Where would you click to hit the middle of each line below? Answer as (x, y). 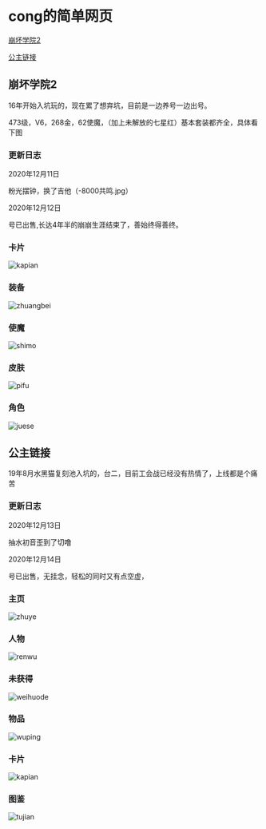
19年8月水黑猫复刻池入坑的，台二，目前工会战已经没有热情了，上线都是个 (130, 474)
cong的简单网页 (61, 16)
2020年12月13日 (35, 525)
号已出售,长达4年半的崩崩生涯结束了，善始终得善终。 (96, 225)
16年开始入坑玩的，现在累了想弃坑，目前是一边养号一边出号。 (110, 105)
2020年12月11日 (34, 174)
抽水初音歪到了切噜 (40, 542)
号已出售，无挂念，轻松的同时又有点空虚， (78, 576)
